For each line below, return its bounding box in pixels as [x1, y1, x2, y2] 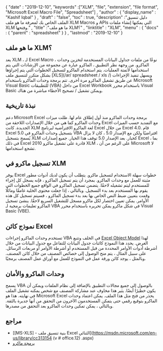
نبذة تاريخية [5, 102, 36, 110]
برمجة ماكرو [12, 340, 35, 346]
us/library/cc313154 [12, 335, 52, 341]
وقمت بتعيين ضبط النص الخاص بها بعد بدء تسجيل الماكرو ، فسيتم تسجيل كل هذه [5, 193, 150, 198]
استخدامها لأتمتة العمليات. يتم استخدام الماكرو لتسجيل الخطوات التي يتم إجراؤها [5, 67, 149, 73]
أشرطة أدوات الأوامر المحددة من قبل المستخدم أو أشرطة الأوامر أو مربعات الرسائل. [5, 245, 157, 251]
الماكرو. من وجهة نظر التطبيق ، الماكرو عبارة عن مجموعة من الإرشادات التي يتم [5, 61, 149, 67]
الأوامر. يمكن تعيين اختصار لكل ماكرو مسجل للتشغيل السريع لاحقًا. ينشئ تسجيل [5, 198, 149, 204]
